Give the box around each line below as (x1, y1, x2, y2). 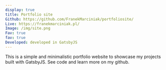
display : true (5, 7, 35, 12)
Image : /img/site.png (5, 26, 51, 31)
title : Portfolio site (5, 12, 53, 17)
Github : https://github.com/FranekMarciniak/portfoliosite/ (5, 16, 134, 21)
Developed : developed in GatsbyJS (5, 40, 78, 45)
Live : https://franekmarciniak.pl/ (5, 21, 80, 26)
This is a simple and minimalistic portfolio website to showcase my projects (5, 53, 161, 59)
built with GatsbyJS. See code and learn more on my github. (5, 58, 130, 65)
